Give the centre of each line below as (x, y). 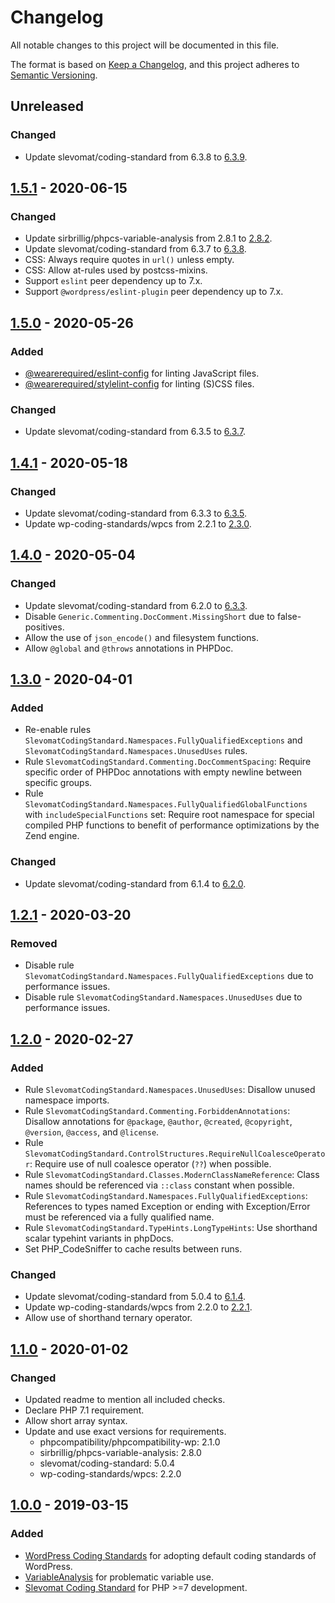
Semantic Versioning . (54, 75)
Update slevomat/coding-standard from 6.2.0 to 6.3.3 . (136, 605)
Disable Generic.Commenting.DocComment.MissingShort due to (150, 616)
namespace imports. (67, 1100)
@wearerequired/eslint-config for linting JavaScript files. (142, 373)
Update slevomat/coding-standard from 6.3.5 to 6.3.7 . (135, 432)
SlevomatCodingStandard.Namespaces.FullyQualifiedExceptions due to (169, 976)
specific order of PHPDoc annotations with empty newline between (163, 772)
